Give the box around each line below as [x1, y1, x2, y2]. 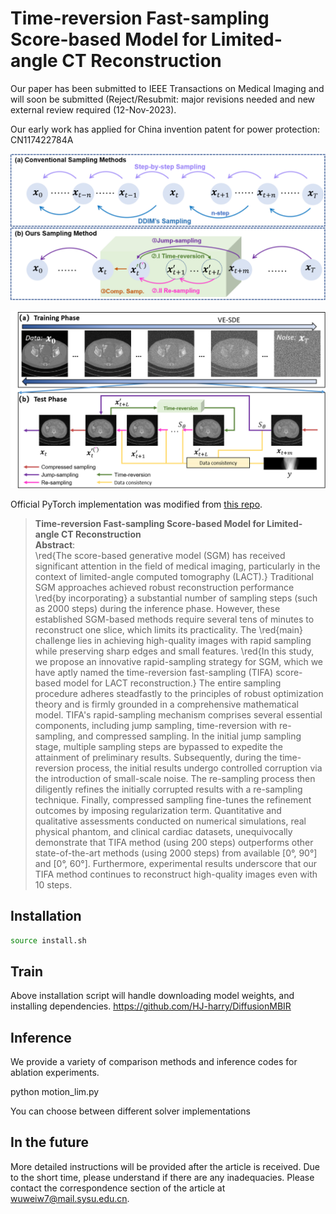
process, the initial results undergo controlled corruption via [76, 762, 323, 774]
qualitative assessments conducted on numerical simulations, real [34, 815, 307, 827]
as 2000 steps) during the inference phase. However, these [34, 602, 281, 614]
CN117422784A [10, 133, 74, 146]
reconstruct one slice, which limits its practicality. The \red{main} [34, 623, 303, 636]
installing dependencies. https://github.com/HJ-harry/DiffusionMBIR [10, 1000, 292, 1012]
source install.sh [10, 935, 87, 946]
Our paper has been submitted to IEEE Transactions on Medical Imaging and [10, 82, 325, 94]
